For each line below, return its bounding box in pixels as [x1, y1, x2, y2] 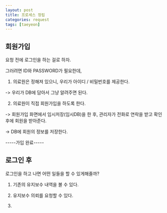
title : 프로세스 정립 [5, 12, 45, 17]
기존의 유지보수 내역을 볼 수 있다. [12, 181, 79, 187]
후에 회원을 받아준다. [5, 118, 47, 124]
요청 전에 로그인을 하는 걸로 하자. [5, 57, 71, 63]
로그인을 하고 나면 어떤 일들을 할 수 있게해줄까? [5, 170, 100, 177]
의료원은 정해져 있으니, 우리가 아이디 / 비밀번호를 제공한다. [12, 79, 130, 85]
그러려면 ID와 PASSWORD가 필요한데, [5, 68, 82, 74]
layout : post [5, 7, 33, 13]
